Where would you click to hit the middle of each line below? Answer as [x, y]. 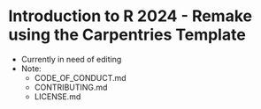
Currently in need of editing [71, 59]
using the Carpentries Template [127, 35]
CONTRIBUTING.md [71, 87]
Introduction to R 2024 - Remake [130, 16]
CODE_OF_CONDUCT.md [80, 77]
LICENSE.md [58, 96]
